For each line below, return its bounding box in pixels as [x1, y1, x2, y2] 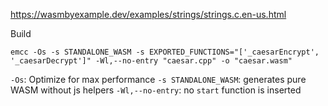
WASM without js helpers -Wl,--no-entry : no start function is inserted [10, 84, 302, 96]
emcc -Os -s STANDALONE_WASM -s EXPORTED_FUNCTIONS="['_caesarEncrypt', [10, 47, 320, 57]
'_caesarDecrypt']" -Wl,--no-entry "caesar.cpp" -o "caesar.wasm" [10, 56, 293, 66]
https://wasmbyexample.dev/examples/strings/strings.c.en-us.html [10, 9, 287, 20]
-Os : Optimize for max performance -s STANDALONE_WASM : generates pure [10, 74, 307, 85]
